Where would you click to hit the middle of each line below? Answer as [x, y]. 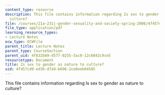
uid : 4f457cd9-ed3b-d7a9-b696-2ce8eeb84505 [50, 69]
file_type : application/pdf [34, 28]
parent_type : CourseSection [34, 51]
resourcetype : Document [29, 60]
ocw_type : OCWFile [24, 42]
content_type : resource [29, 10]
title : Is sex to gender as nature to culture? [55, 64]
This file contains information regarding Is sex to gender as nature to [74, 83]
